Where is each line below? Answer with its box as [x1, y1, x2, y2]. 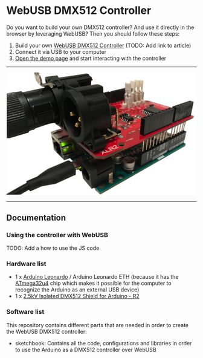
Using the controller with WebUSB [6, 230, 109, 239]
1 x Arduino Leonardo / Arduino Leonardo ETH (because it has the [14, 273, 179, 281]
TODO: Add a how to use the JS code [6, 244, 100, 252]
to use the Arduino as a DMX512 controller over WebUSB [14, 346, 156, 353]
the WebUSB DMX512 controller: [6, 328, 87, 335]
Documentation [6, 212, 66, 223]
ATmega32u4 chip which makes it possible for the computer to [14, 279, 172, 287]
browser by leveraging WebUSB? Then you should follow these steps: [6, 30, 180, 37]
